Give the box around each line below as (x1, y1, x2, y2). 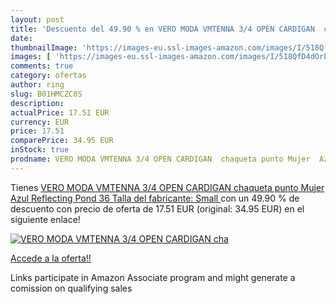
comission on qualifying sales (10, 282, 133, 294)
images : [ (10, 52, 52, 62)
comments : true (10, 61, 74, 71)
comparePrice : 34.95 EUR (10, 136, 114, 146)
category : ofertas (10, 71, 87, 81)
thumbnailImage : (10, 42, 78, 53)
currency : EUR (10, 117, 70, 127)
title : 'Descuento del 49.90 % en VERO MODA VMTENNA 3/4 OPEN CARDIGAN (10, 24, 315, 34)
